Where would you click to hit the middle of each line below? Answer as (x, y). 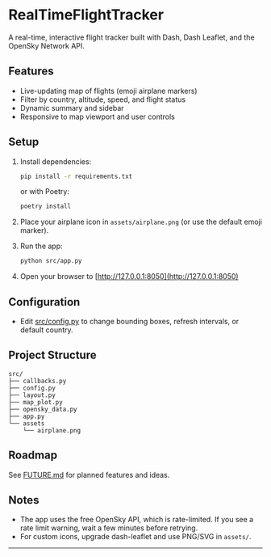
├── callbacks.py (38, 381)
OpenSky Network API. (46, 45)
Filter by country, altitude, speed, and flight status (103, 99)
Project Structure (52, 355)
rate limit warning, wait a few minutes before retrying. (109, 528)
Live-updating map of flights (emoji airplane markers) (108, 91)
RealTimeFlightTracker (86, 15)
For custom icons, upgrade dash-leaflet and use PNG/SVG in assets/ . (135, 537)
